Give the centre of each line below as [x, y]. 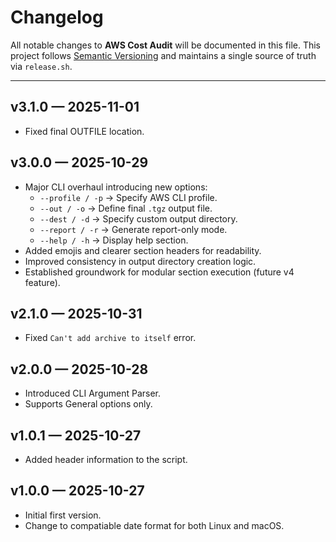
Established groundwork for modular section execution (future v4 [159, 272]
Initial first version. [63, 515]
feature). [42, 282]
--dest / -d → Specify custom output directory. [138, 218]
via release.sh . [41, 66]
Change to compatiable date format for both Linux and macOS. [154, 525]
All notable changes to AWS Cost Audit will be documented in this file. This [166, 45]
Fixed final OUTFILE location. [84, 131]
